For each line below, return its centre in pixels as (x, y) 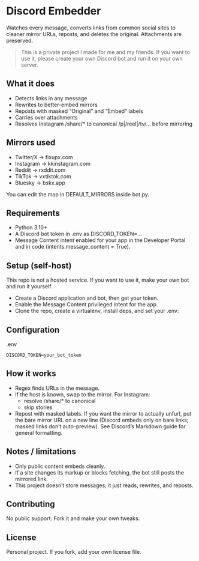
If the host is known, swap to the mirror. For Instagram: (82, 394)
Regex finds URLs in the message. (57, 388)
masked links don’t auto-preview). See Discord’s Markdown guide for (100, 426)
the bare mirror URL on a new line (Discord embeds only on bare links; (102, 420)
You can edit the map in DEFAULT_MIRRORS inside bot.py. (78, 194)
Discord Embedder (54, 11)
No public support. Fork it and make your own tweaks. (73, 518)
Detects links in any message (51, 98)
